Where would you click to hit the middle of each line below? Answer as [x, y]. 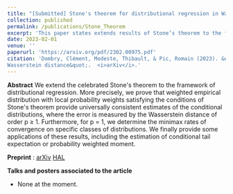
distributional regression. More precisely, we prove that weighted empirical [114, 92]
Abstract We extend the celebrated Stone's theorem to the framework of [111, 85]
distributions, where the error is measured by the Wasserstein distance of [112, 114]
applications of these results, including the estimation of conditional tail [109, 136]
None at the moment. [48, 184]
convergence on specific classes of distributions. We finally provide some [113, 129]
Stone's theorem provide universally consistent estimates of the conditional [115, 107]
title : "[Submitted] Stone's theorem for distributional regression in [113, 14]
